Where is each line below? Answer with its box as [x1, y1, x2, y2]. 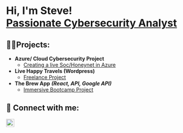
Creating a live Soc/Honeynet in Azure [23, 61, 116, 68]
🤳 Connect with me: [6, 103, 79, 113]
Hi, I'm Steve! [6, 4, 73, 17]
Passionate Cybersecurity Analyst [6, 16, 177, 30]
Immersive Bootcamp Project [23, 86, 94, 93]
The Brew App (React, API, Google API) [14, 80, 112, 87]
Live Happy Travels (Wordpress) [14, 68, 95, 74]
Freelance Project [23, 74, 66, 80]
